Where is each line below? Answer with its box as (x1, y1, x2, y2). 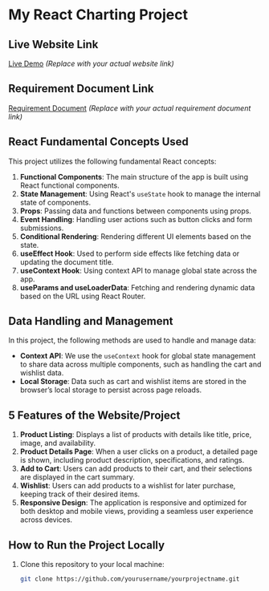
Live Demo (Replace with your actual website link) (8, 59, 174, 68)
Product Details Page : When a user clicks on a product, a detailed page (19, 447, 259, 456)
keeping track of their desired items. (19, 489, 141, 499)
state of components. (19, 197, 91, 207)
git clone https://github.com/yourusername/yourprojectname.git (19, 575, 240, 583)
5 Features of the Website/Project (8, 408, 181, 422)
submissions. (19, 223, 64, 233)
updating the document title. (19, 257, 114, 266)
